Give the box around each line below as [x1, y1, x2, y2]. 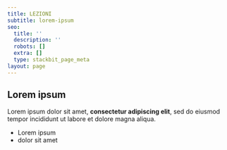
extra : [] [13, 50, 42, 57]
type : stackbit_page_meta [13, 56, 90, 63]
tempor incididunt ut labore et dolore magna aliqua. [7, 115, 157, 123]
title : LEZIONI [7, 10, 52, 18]
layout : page [7, 63, 46, 70]
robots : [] [13, 43, 46, 50]
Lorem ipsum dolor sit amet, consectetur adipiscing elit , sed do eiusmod [7, 107, 221, 116]
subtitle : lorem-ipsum [7, 17, 74, 24]
